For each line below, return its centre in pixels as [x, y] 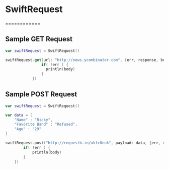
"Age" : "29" [28, 129]
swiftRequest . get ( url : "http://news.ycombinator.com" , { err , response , [82, 60]
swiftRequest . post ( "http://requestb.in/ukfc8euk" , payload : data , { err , [83, 143]
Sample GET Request [39, 39]
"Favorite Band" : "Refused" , [46, 125]
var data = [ [19, 115]
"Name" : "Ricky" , [33, 120]
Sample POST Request [41, 94]
